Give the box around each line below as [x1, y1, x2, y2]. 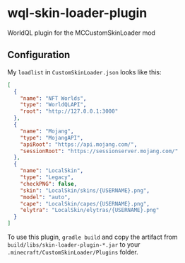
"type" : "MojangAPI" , [20, 134, 83, 141]
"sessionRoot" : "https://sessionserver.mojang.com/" [20, 147, 179, 155]
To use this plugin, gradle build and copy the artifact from [7, 233, 178, 241]
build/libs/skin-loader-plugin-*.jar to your [7, 240, 141, 249]
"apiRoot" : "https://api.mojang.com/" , [20, 140, 138, 148]
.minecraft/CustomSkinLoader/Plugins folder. [7, 248, 139, 256]
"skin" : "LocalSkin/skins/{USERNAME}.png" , [20, 186, 150, 194]
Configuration [7, 49, 71, 61]
